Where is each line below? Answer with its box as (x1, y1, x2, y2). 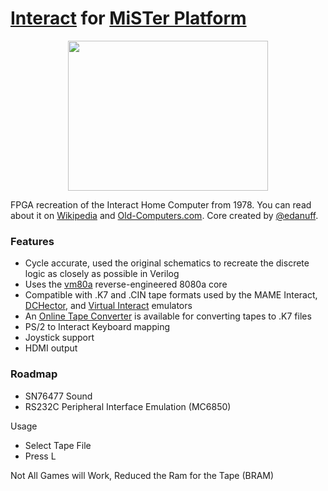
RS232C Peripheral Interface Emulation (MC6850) (24, 400, 232, 412)
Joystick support (24, 332, 95, 344)
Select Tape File (24, 439, 92, 451)
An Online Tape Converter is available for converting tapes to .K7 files (24, 310, 312, 322)
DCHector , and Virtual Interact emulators (24, 300, 193, 312)
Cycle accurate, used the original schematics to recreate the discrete (24, 257, 310, 269)
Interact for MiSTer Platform (10, 7, 247, 30)
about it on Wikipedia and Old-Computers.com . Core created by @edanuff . (10, 209, 319, 221)
